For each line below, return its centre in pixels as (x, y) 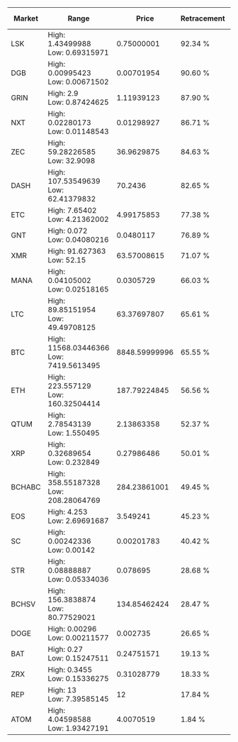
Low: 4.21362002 (78, 219)
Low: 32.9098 (72, 161)
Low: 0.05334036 (78, 579)
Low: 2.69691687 (78, 521)
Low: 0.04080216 (78, 239)
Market (26, 18)
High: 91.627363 (77, 251)
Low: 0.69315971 (78, 52)
